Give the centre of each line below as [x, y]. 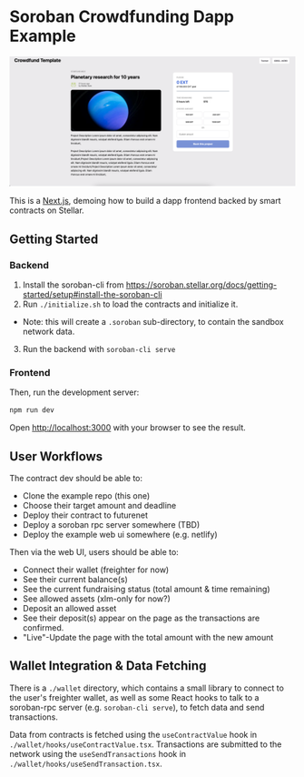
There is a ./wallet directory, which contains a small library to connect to [147, 688]
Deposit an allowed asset [69, 608]
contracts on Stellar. [47, 210]
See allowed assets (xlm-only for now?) [96, 599]
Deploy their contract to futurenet [85, 515]
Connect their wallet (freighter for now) [96, 570]
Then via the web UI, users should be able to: [94, 551]
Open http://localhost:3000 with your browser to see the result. [128, 428]
